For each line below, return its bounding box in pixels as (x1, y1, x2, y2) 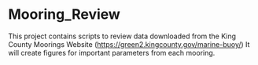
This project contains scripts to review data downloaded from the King (8, 31, 237, 41)
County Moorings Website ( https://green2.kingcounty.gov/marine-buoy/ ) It (8, 39, 250, 49)
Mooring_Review (8, 5, 120, 23)
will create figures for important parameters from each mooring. (8, 48, 216, 57)
